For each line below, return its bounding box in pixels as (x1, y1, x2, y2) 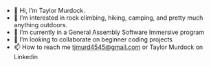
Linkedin (13, 53, 38, 61)
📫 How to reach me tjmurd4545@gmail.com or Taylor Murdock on (13, 43, 203, 51)
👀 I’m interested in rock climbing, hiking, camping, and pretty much (13, 14, 203, 22)
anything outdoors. (13, 21, 68, 29)
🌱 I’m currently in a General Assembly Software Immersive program (13, 28, 205, 36)
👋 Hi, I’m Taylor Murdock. (13, 7, 86, 14)
